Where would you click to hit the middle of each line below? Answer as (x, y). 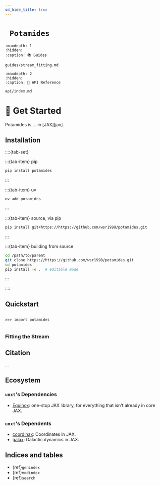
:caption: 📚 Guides (26, 55)
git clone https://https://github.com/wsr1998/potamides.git (70, 260)
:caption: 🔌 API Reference (33, 82)
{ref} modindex (26, 472)
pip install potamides (28, 171)
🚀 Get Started (33, 111)
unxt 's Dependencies (31, 395)
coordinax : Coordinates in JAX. (44, 434)
